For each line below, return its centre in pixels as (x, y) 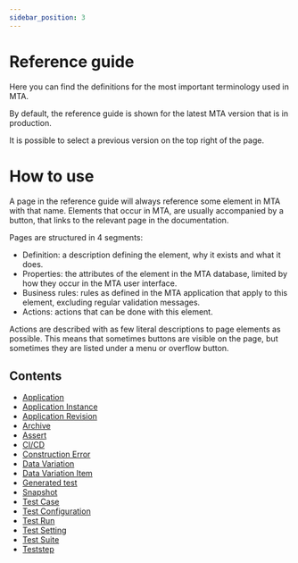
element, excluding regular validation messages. (111, 302)
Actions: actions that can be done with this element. (117, 311)
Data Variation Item (58, 474)
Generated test (50, 483)
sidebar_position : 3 (48, 17)
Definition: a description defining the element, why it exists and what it (151, 255)
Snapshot (40, 492)
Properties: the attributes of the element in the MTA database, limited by (155, 273)
